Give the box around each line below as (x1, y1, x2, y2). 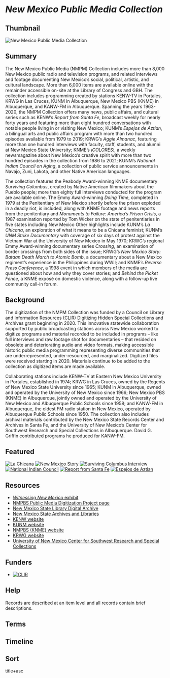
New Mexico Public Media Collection (5, 4, 163, 15)
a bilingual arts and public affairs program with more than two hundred (5, 130, 153, 136)
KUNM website (12, 522, 45, 528)
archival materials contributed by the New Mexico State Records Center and (5, 416, 164, 422)
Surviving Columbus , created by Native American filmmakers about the (5, 183, 154, 189)
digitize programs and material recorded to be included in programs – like (5, 331, 159, 337)
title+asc (5, 668, 24, 674)
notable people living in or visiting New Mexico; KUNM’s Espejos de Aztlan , (5, 125, 162, 131)
